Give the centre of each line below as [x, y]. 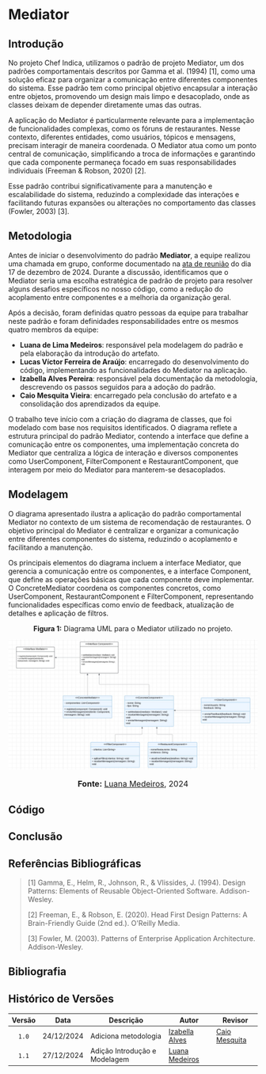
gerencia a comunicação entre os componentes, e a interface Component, [130, 571]
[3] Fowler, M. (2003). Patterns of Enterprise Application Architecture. [141, 939]
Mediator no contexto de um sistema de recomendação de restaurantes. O [130, 522]
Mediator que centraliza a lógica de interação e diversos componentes [123, 452]
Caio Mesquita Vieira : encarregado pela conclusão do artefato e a [128, 395]
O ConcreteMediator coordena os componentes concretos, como [115, 588]
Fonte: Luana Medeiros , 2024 [133, 784]
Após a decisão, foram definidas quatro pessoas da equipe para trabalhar [128, 312]
